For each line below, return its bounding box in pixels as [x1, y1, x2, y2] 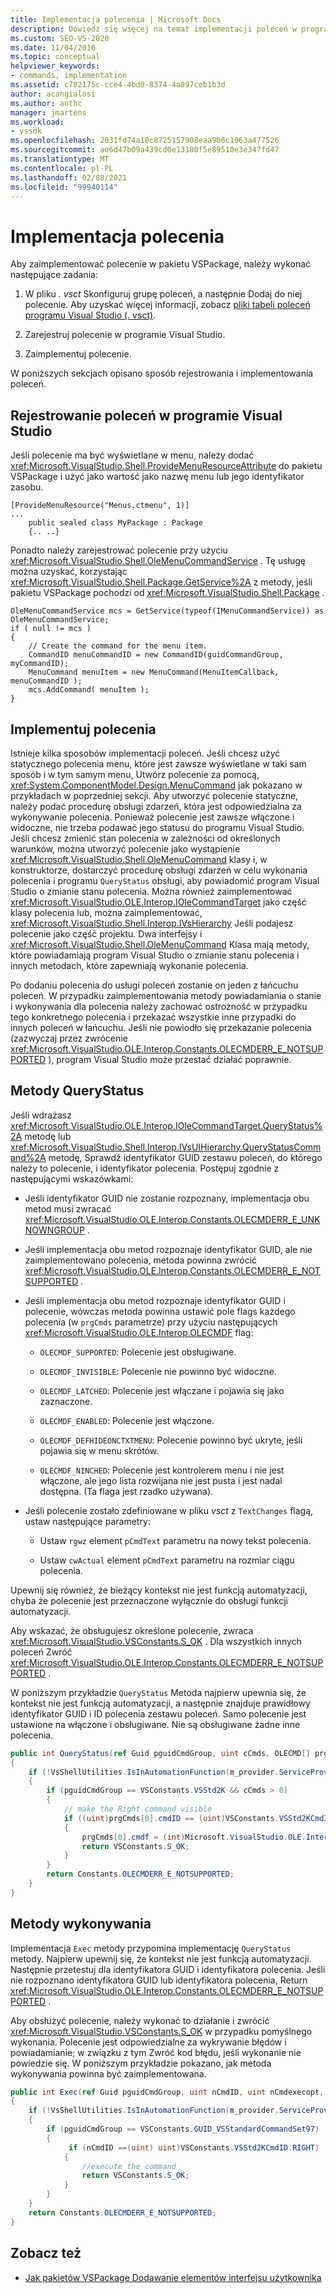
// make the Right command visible [63, 1804, 213, 1814]
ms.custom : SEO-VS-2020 [10, 33, 110, 43]
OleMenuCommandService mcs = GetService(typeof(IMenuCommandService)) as [10, 606, 325, 616]
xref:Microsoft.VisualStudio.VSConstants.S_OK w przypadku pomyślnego [10, 2025, 313, 2037]
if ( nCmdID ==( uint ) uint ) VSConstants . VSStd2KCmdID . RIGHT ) [68, 2142, 320, 2153]
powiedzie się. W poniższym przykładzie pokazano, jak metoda [10, 2057, 272, 2069]
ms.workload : [10, 117, 65, 127]
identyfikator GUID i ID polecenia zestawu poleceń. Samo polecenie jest [10, 1707, 307, 1720]
